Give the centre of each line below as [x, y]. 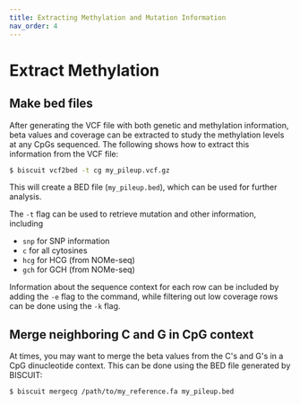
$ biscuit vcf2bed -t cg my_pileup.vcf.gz [90, 170]
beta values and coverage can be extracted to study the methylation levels [147, 135]
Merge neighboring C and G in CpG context [132, 335]
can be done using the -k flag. [65, 306]
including [26, 224]
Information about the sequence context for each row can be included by [144, 287]
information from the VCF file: [64, 154]
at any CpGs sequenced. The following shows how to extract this [129, 144]
